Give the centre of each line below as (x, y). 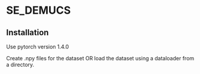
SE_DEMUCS (39, 10)
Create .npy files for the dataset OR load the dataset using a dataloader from (100, 58)
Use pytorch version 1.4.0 (38, 47)
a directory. (20, 64)
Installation (27, 33)
